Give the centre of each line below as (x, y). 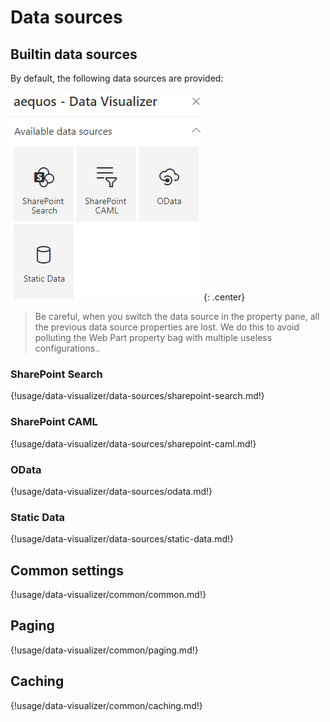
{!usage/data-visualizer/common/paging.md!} (104, 650)
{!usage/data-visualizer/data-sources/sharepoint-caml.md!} (133, 443)
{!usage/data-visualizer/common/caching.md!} (106, 705)
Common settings (67, 570)
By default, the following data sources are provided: (117, 78)
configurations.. (67, 348)
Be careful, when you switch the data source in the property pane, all (177, 316)
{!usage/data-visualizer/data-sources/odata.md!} (111, 491)
